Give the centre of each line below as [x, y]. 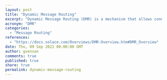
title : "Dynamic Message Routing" [41, 14]
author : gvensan [22, 51]
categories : [17, 28]
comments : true [21, 56]
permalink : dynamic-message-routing [43, 70]
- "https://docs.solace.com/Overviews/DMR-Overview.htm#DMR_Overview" [84, 42]
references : [17, 38]
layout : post [19, 10]
